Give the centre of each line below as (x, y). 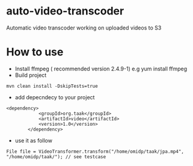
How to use (35, 52)
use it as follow (34, 140)
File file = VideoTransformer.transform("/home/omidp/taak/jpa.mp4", (95, 152)
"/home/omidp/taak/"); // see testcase (56, 157)
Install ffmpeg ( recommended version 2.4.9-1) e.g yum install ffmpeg (101, 69)
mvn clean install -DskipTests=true (52, 86)
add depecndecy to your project (55, 97)
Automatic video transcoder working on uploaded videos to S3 (84, 28)
